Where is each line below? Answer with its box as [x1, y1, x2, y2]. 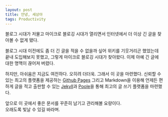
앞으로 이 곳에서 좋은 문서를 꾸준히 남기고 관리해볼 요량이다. [5, 100, 122, 106]
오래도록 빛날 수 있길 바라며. [5, 106, 60, 112]
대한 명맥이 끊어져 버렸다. [5, 60, 55, 66]
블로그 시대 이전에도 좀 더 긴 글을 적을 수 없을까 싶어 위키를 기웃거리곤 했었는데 [5, 48, 159, 54]
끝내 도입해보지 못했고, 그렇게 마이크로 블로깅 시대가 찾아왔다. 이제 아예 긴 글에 [5, 54, 159, 60]
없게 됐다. [20, 37, 39, 43]
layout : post [5, 7, 33, 12]
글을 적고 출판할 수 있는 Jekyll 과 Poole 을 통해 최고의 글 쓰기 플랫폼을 [14, 83, 149, 89]
